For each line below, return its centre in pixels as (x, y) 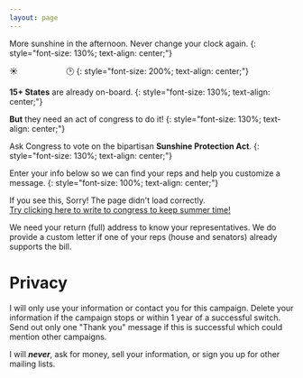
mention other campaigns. (58, 337)
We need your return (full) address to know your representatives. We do (143, 227)
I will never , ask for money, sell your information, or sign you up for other (145, 354)
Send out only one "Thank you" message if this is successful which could (146, 327)
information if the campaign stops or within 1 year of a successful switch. (145, 318)
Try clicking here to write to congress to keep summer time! (120, 209)
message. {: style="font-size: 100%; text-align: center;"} (114, 182)
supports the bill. (41, 246)
